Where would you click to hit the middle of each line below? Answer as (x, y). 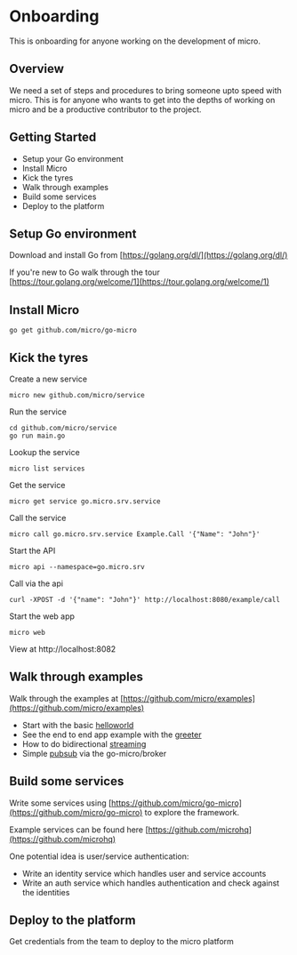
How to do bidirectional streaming (84, 743)
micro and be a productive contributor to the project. (105, 109)
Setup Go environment (73, 233)
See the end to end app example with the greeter (112, 734)
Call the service (38, 518)
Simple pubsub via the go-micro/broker (94, 753)
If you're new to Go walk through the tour (84, 272)
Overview (37, 69)
